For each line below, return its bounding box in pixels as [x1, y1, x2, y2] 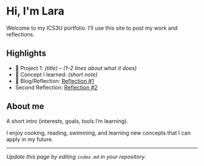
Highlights [6, 48, 47, 59]
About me [6, 101, 44, 111]
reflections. [6, 30, 35, 38]
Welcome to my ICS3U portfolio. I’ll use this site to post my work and [6, 24, 178, 32]
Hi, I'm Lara [6, 4, 65, 18]
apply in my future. [6, 135, 53, 143]
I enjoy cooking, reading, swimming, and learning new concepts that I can [6, 129, 191, 136]
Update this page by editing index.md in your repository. [6, 153, 146, 160]
